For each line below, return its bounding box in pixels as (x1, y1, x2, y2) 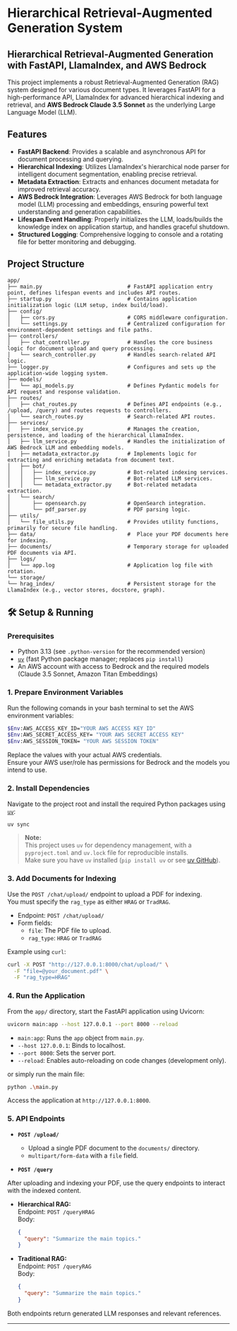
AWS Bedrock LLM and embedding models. (7, 444, 125, 451)
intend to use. (7, 766, 47, 774)
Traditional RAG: (17, 1255, 67, 1263)
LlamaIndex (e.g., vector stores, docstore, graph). (7, 586, 166, 594)
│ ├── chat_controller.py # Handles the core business (7, 338, 213, 346)
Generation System (7, 20, 123, 36)
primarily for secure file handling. (7, 524, 119, 531)
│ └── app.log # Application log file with (7, 561, 213, 569)
